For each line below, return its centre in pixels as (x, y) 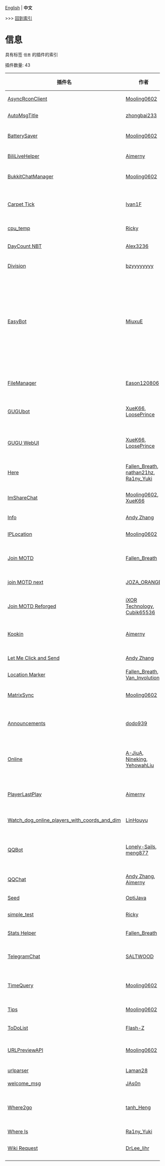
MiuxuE (134, 321)
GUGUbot (19, 411)
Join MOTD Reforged (32, 606)
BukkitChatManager (31, 176)
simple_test (21, 914)
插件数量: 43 (18, 65)
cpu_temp (19, 228)
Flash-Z (135, 1028)
